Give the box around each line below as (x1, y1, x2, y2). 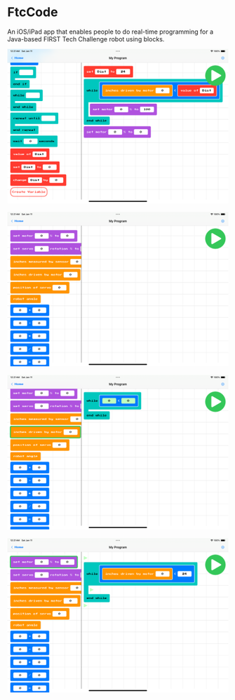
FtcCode (7, 4, 58, 20)
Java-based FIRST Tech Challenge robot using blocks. (7, 34, 165, 43)
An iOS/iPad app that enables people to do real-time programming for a (7, 27, 214, 36)
